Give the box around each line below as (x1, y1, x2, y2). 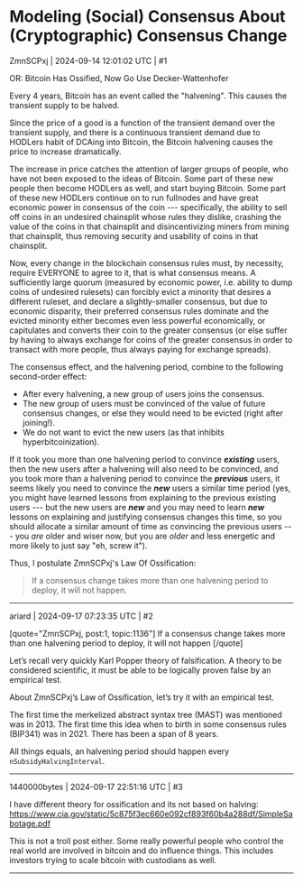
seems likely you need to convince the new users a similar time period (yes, (9, 483, 291, 493)
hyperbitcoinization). (22, 436, 100, 447)
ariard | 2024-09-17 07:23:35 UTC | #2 (9, 611, 153, 621)
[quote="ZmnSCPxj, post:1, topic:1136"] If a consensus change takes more (9, 628, 286, 639)
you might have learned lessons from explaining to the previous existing (9, 492, 277, 502)
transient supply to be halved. (9, 99, 120, 110)
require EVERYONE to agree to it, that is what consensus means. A (9, 267, 256, 278)
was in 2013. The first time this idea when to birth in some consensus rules (9, 719, 287, 730)
